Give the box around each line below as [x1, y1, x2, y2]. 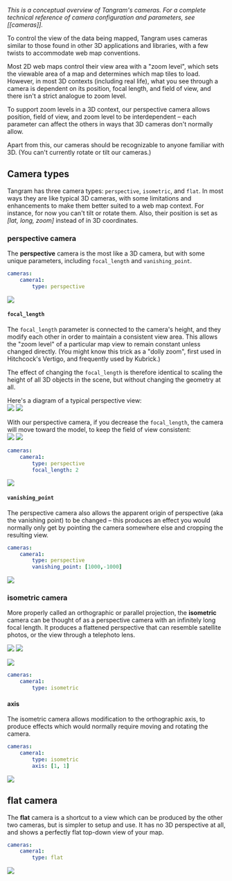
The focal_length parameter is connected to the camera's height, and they [7, 325, 222, 333]
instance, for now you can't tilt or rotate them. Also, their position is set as [7, 208, 218, 217]
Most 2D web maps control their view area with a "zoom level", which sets [7, 62, 219, 70]
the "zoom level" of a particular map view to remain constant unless [7, 339, 201, 348]
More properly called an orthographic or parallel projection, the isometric [7, 609, 217, 617]
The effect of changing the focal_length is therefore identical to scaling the [7, 368, 223, 376]
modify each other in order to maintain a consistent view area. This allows [7, 333, 218, 341]
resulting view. [7, 530, 48, 539]
